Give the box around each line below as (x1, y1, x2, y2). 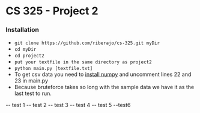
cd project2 (14, 53, 44, 59)
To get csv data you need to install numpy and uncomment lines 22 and (14, 71, 192, 78)
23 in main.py (14, 77, 49, 84)
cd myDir (14, 47, 37, 53)
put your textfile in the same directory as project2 (14, 59, 152, 65)
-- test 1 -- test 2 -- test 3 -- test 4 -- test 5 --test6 (5, 102, 131, 109)
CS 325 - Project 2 (5, 4, 98, 18)
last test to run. (14, 90, 52, 97)
